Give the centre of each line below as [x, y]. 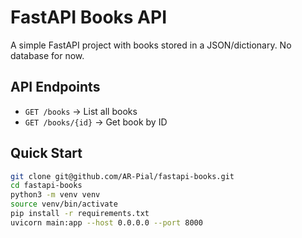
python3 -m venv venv [55, 195]
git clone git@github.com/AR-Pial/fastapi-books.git [122, 176]
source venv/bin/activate [64, 204]
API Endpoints [55, 87]
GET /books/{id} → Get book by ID [96, 122]
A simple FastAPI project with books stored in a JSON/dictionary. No [151, 45]
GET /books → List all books [81, 111]
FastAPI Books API [89, 17]
